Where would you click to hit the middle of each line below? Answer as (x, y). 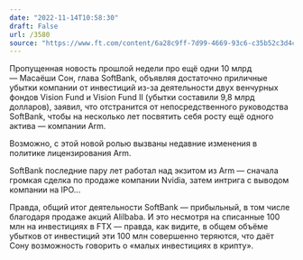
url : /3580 (30, 34)
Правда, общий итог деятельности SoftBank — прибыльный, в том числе (150, 208)
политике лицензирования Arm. (70, 153)
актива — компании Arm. (58, 126)
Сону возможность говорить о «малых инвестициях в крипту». (132, 246)
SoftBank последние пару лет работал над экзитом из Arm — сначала (144, 171)
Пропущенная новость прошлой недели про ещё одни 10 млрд (131, 69)
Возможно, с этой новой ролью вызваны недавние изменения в (133, 144)
